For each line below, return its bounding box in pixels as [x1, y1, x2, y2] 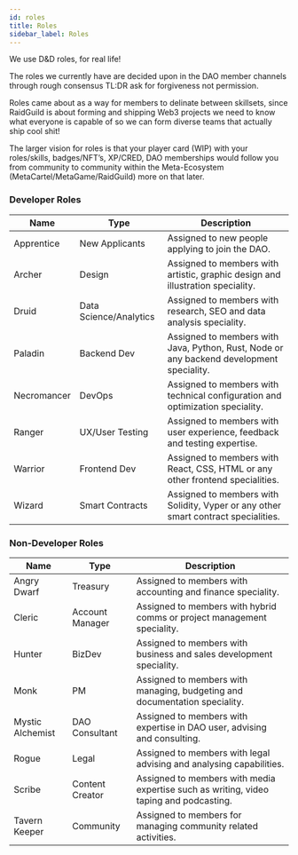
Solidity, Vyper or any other [167, 499, 282, 511]
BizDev [72, 647, 102, 660]
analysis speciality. [167, 316, 247, 329]
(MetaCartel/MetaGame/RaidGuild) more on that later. [9, 171, 205, 182]
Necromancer [13, 389, 71, 401]
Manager [72, 616, 110, 629]
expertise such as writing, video [136, 783, 269, 796]
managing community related [136, 819, 259, 832]
